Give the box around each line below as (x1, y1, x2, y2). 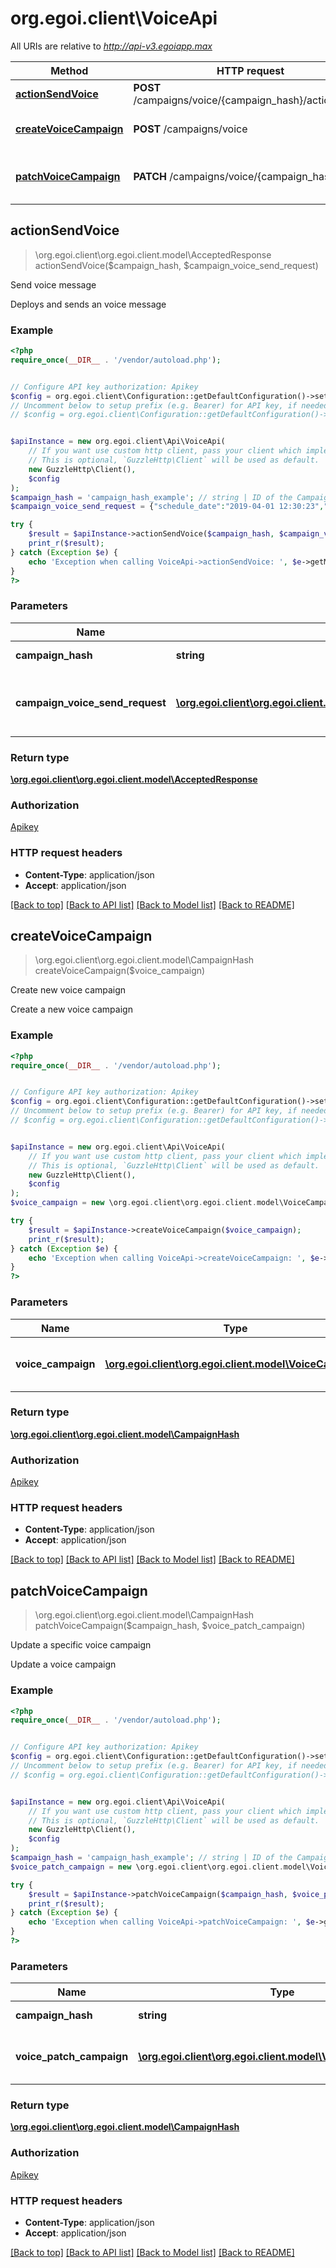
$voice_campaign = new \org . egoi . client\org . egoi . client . (10, 1198, 257, 1208)
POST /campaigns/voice (133, 122, 248, 136)
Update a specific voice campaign (10, 1639, 152, 1651)
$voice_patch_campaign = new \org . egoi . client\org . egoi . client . (10, 1862, 284, 1872)
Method (50, 63, 89, 77)
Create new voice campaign (10, 984, 127, 996)
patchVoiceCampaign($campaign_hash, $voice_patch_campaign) (34, 1620, 306, 1632)
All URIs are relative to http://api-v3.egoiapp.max (10, 40, 213, 52)
